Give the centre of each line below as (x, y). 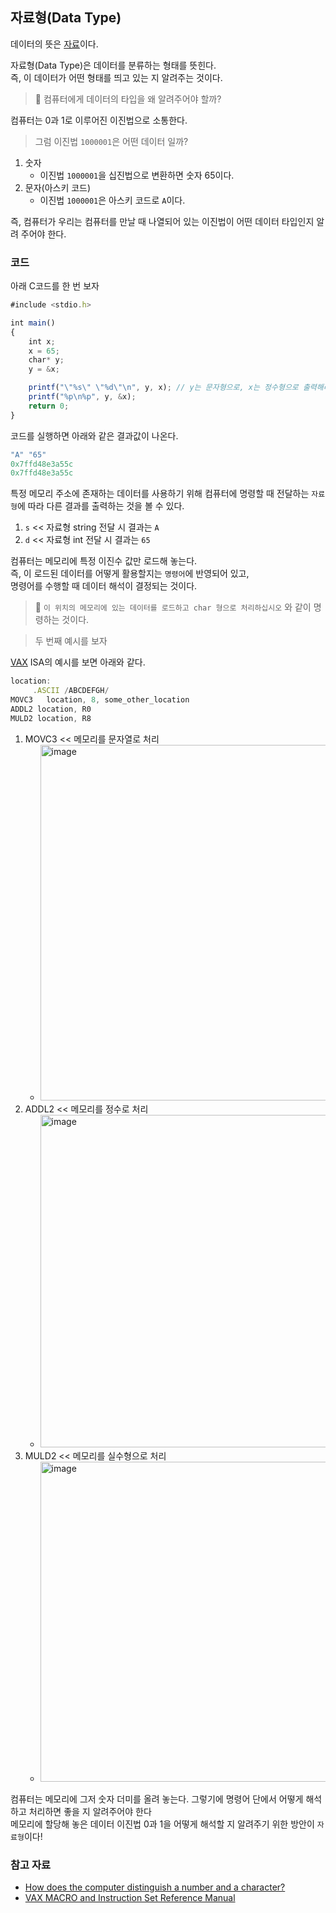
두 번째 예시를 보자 (71, 641)
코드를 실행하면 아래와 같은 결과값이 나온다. (94, 435)
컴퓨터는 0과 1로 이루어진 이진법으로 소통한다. (99, 120)
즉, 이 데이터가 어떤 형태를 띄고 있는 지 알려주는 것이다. (116, 77)
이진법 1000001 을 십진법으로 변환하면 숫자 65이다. (137, 175)
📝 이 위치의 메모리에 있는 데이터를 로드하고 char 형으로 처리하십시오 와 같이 (173, 607)
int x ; (42, 341)
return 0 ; (49, 406)
